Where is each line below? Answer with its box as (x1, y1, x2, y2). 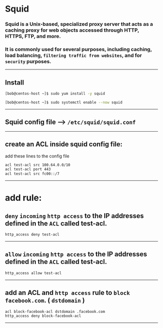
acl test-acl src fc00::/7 (5, 172, 60, 176)
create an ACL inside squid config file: (5, 140, 123, 149)
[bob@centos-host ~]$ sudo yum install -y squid (5, 91, 105, 96)
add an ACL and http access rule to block (5, 289, 130, 297)
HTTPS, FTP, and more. (5, 33, 61, 40)
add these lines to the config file (5, 153, 69, 159)
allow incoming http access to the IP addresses (5, 250, 147, 259)
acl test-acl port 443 (5, 167, 51, 172)
